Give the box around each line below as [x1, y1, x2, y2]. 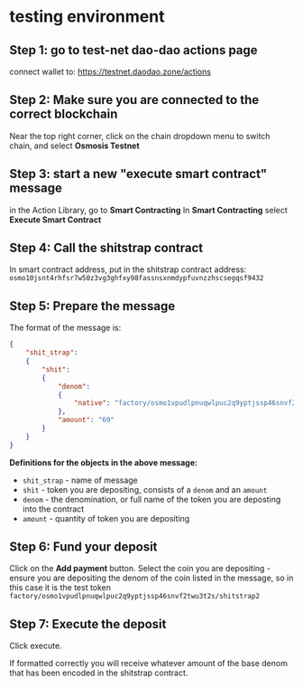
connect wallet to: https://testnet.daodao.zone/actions [9, 66, 212, 77]
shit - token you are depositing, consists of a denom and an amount [22, 484, 268, 494]
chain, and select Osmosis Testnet [9, 140, 140, 151]
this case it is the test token [9, 582, 111, 593]
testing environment [9, 6, 165, 27]
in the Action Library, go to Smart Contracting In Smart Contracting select [9, 204, 289, 215]
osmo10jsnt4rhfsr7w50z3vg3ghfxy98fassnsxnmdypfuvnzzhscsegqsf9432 [9, 274, 264, 283]
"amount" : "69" [57, 416, 115, 425]
